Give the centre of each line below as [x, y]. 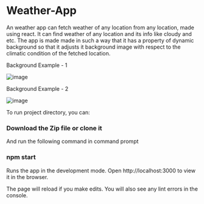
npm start [21, 157]
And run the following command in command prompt [72, 141]
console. [17, 195]
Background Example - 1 [37, 65]
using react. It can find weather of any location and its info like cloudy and [99, 33]
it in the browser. [27, 177]
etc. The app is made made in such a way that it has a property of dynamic [100, 40]
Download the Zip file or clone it [54, 128]
